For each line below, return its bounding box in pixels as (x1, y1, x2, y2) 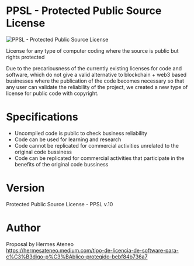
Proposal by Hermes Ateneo (6, 240, 74, 247)
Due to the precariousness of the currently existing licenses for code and (6, 64, 182, 71)
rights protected (6, 53, 45, 60)
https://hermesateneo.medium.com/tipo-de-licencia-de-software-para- (6, 247, 179, 254)
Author (6, 221, 41, 234)
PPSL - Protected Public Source (6, 4, 162, 18)
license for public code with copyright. (6, 90, 99, 97)
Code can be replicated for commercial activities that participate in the (14, 154, 185, 162)
